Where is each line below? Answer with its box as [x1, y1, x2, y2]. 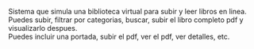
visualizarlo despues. [8, 24, 78, 32]
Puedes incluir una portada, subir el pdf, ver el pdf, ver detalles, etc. [8, 32, 230, 41]
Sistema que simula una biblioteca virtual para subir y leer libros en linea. [8, 7, 248, 16]
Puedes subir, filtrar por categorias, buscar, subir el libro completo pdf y [8, 15, 244, 24]
